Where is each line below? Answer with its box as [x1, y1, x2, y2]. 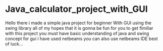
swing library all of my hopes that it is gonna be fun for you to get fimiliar [5, 25, 154, 31]
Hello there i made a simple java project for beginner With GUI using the [5, 20, 152, 26]
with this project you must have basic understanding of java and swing [5, 30, 150, 36]
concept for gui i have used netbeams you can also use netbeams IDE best [5, 36, 158, 42]
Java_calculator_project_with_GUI [5, 3, 148, 15]
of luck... [5, 41, 23, 47]
